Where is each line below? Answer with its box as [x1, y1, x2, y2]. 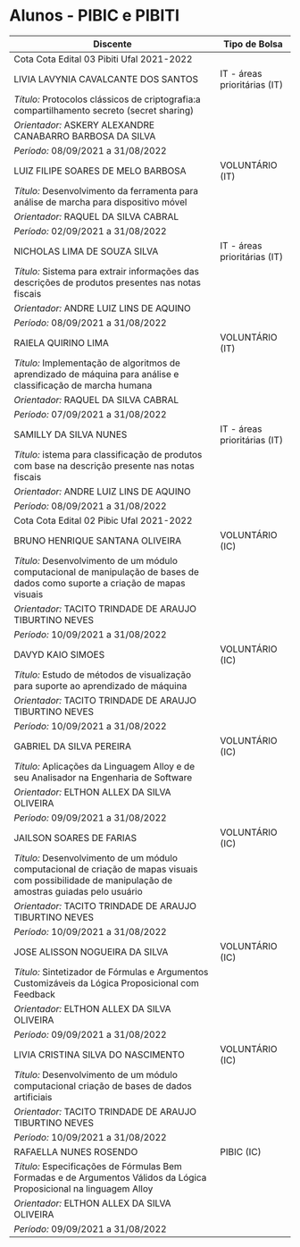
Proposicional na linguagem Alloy [13, 1182, 154, 1194]
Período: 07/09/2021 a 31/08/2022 [13, 408, 167, 420]
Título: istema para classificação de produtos [13, 448, 203, 460]
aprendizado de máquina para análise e [13, 367, 179, 380]
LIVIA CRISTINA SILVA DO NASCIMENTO [13, 1048, 185, 1060]
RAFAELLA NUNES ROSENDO [13, 1145, 138, 1158]
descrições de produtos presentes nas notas [13, 276, 202, 289]
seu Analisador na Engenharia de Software [13, 771, 193, 783]
